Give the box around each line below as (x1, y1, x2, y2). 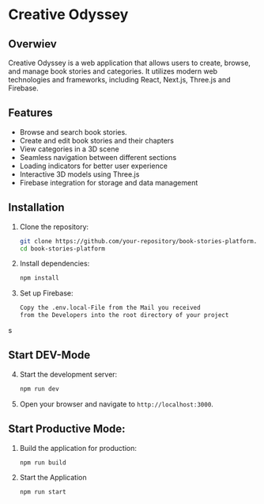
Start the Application (19, 473, 87, 483)
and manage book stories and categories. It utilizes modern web (8, 67, 218, 76)
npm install (19, 274, 59, 282)
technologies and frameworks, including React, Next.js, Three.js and (8, 75, 231, 84)
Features (8, 106, 53, 120)
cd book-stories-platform (19, 244, 105, 253)
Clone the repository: (19, 222, 89, 231)
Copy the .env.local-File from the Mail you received (19, 304, 201, 312)
